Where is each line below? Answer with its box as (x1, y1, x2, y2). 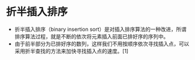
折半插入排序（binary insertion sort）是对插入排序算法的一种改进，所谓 (14, 26, 187, 33)
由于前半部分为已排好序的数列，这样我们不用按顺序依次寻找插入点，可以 (14, 40, 189, 47)
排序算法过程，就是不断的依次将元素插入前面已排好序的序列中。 (14, 33, 169, 40)
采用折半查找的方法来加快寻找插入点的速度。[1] (14, 47, 129, 54)
